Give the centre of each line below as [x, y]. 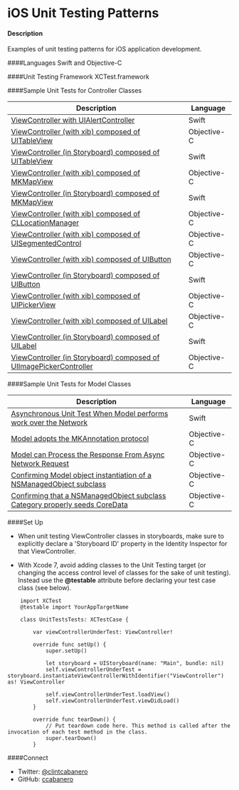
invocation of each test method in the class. [78, 732]
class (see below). [44, 588]
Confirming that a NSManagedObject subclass [89, 496]
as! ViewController [36, 682]
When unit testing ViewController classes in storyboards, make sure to [121, 536]
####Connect [28, 758]
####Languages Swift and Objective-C [65, 63]
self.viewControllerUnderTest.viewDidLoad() [112, 701]
